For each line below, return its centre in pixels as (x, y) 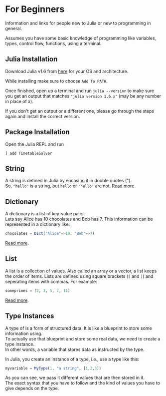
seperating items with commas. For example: (51, 281)
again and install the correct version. (43, 116)
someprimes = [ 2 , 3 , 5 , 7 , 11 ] (38, 291)
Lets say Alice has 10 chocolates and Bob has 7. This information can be (79, 219)
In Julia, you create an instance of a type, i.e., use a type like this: (72, 359)
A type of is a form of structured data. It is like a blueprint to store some (79, 328)
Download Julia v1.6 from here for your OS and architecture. (67, 71)
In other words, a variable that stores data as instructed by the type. (75, 349)
